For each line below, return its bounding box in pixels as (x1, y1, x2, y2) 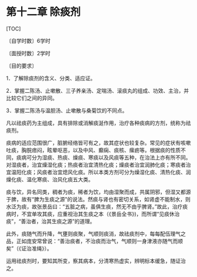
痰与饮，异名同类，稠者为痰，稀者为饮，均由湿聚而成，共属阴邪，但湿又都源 (6, 188, 191, 195)
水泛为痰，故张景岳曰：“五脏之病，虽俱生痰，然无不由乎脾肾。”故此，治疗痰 (6, 203, 188, 210)
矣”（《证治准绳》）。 (6, 245, 53, 252)
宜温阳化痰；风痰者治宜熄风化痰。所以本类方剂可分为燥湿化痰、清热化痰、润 (6, 168, 191, 175)
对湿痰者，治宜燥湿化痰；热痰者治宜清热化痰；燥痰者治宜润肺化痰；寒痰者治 (6, 161, 191, 168)
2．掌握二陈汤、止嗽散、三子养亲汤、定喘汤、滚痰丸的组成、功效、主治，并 (6, 87, 189, 94)
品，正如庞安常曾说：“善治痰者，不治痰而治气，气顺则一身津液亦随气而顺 (6, 237, 184, 244)
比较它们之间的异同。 (6, 94, 57, 102)
